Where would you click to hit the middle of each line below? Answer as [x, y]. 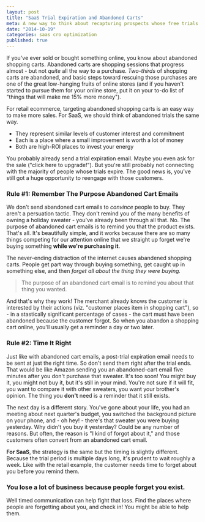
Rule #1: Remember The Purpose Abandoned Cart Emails [92, 193]
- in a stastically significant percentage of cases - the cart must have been [100, 314]
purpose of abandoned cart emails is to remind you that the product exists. [101, 226]
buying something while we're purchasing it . [63, 246]
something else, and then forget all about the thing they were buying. [94, 271]
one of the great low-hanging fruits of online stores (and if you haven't [95, 84]
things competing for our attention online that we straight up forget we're [98, 240]
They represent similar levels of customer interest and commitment [100, 133]
